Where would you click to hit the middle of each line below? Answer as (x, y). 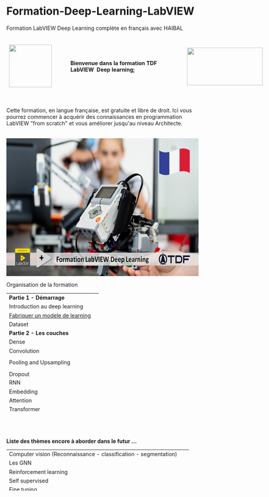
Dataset (19, 324)
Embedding (23, 392)
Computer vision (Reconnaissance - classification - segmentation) (93, 454)
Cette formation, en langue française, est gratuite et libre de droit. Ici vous (99, 110)
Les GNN (20, 463)
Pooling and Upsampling (40, 362)
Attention (20, 400)
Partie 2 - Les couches (39, 333)
